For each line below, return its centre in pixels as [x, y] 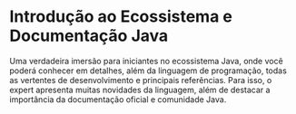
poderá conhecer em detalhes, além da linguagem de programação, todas [148, 71]
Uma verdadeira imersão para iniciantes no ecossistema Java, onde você [146, 61]
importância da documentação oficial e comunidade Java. [118, 99]
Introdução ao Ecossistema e [121, 17]
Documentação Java [89, 36]
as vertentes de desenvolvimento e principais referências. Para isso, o [141, 80]
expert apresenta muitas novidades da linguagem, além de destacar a [140, 90]
